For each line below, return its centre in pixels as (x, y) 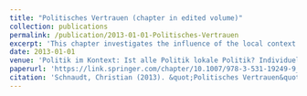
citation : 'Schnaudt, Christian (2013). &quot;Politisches (124, 78)
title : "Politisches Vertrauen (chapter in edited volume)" (127, 18)
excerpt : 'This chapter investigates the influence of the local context (153, 43)
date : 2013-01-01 (42, 52)
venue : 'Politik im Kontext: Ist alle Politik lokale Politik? (132, 60)
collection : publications (58, 27)
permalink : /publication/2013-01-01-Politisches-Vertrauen (124, 35)
